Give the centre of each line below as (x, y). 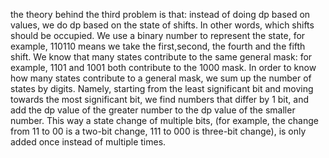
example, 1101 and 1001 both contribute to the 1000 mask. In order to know (163, 67)
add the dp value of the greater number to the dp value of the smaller (153, 110)
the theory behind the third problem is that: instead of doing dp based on (160, 14)
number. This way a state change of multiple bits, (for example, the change (164, 120)
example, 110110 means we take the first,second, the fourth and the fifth (158, 46)
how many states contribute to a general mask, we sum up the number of (161, 78)
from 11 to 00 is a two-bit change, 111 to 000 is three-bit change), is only (158, 131)
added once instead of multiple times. (88, 142)
